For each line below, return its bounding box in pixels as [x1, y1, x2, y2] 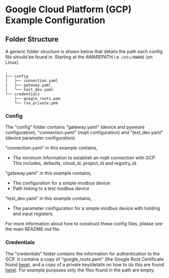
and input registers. [12, 211, 54, 217]
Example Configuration [5, 14, 106, 26]
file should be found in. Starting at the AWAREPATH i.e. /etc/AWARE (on [5, 54, 153, 60]
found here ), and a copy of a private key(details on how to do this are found [5, 261, 164, 267]
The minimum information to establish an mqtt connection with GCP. [12, 155, 157, 161]
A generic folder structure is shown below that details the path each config [5, 49, 163, 54]
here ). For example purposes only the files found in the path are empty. [5, 267, 155, 273]
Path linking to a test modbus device [12, 185, 89, 191]
